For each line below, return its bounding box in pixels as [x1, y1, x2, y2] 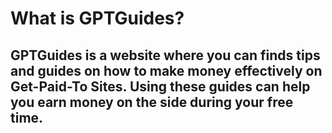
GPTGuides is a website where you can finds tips [10, 47, 321, 64]
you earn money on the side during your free [10, 93, 294, 111]
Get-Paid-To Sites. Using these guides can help [10, 78, 311, 95]
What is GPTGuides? [10, 7, 185, 30]
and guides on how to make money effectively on [10, 62, 323, 79]
